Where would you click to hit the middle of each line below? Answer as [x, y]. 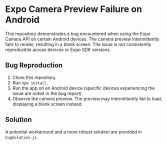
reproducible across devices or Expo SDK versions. [58, 49]
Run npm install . [30, 82]
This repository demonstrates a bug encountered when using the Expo [78, 33]
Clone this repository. [34, 77]
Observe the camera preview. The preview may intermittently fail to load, [87, 98]
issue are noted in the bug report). [48, 93]
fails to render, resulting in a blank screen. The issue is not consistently [78, 44]
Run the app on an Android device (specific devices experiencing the [83, 88]
